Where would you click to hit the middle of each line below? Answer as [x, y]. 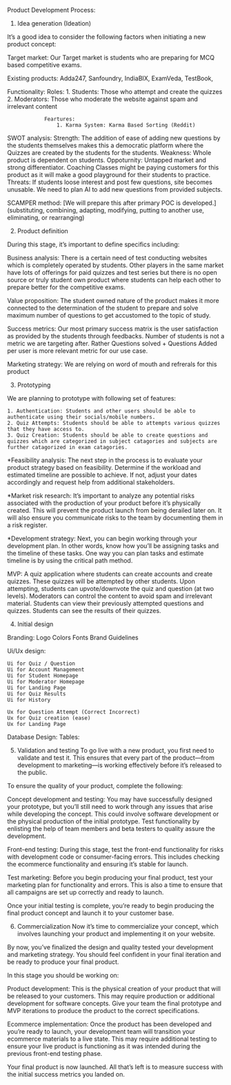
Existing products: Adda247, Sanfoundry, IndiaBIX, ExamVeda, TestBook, [110, 78]
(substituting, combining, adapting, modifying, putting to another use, [106, 210]
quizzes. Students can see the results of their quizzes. [84, 611]
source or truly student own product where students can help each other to [114, 280]
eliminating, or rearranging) [46, 218]
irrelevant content [32, 106]
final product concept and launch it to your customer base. [91, 913]
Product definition [43, 231]
